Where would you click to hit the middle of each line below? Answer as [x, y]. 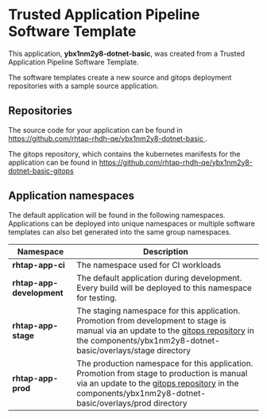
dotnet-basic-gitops [41, 171]
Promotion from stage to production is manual [162, 373]
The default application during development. [159, 277]
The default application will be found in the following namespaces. [117, 215]
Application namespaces [72, 196]
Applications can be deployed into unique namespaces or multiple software [132, 223]
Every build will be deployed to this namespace [164, 288]
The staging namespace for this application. [159, 310]
